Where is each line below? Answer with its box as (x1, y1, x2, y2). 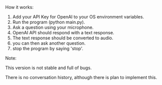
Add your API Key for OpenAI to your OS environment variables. (12, 14, 144, 19)
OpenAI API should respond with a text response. (12, 30, 114, 35)
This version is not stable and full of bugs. (5, 65, 92, 71)
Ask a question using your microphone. (12, 24, 94, 30)
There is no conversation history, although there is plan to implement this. (5, 75, 157, 80)
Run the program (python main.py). (12, 19, 85, 25)
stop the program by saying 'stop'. (12, 46, 84, 51)
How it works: (5, 4, 34, 10)
